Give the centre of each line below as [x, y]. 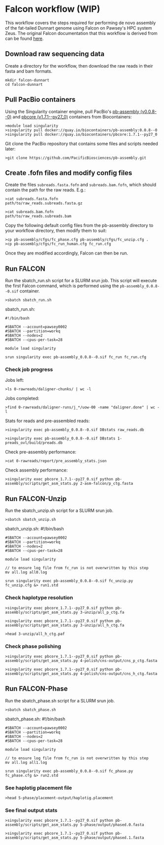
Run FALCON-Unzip [36, 498]
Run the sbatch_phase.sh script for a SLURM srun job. [60, 700]
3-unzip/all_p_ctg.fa [102, 612]
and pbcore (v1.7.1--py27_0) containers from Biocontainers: [72, 116]
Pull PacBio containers [40, 100]
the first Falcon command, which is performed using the [62, 286]
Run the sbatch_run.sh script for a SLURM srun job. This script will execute [81, 281]
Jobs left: [15, 380]
